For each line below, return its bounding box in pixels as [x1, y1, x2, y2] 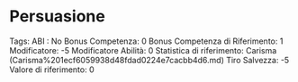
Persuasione [9, 6, 105, 27]
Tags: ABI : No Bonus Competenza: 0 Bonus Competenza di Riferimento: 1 [9, 36, 284, 46]
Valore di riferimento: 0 [9, 64, 95, 75]
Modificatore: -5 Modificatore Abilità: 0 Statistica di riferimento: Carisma [9, 45, 277, 55]
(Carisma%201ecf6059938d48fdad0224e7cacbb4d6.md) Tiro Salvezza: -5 [9, 54, 290, 65]
